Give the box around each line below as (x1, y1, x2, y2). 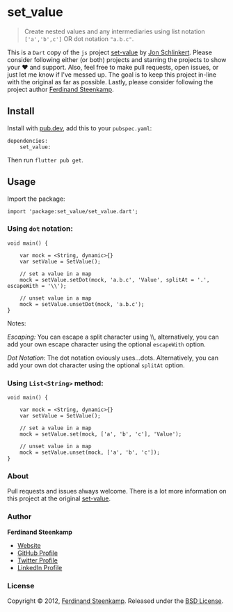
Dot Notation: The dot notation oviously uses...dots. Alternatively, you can (7, 353, 219, 362)
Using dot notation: (7, 224, 73, 234)
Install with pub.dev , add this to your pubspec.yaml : (7, 123, 152, 132)
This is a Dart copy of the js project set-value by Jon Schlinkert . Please (7, 48, 212, 56)
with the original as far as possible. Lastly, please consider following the (7, 77, 214, 86)
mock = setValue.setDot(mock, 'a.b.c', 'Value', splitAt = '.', (19, 276, 210, 283)
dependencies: (7, 137, 49, 144)
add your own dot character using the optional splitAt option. (7, 360, 186, 369)
